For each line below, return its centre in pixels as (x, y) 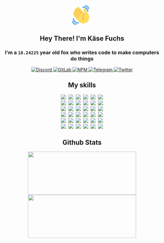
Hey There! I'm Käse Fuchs (82, 39)
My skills (82, 85)
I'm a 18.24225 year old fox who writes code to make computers (82, 53)
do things (82, 59)
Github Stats (82, 142)
